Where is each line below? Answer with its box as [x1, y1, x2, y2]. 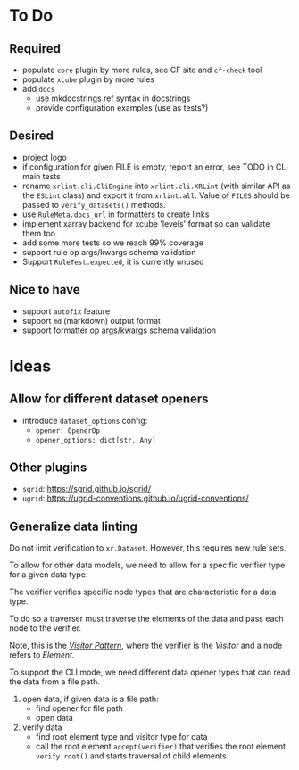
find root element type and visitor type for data [35, 732, 208, 742]
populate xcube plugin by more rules [21, 74, 154, 85]
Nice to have [9, 282, 80, 297]
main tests [21, 170, 61, 181]
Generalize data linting [9, 518, 138, 534]
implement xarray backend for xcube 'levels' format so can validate [21, 218, 270, 228]
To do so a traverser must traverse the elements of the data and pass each [9, 613, 284, 625]
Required [9, 41, 61, 56]
